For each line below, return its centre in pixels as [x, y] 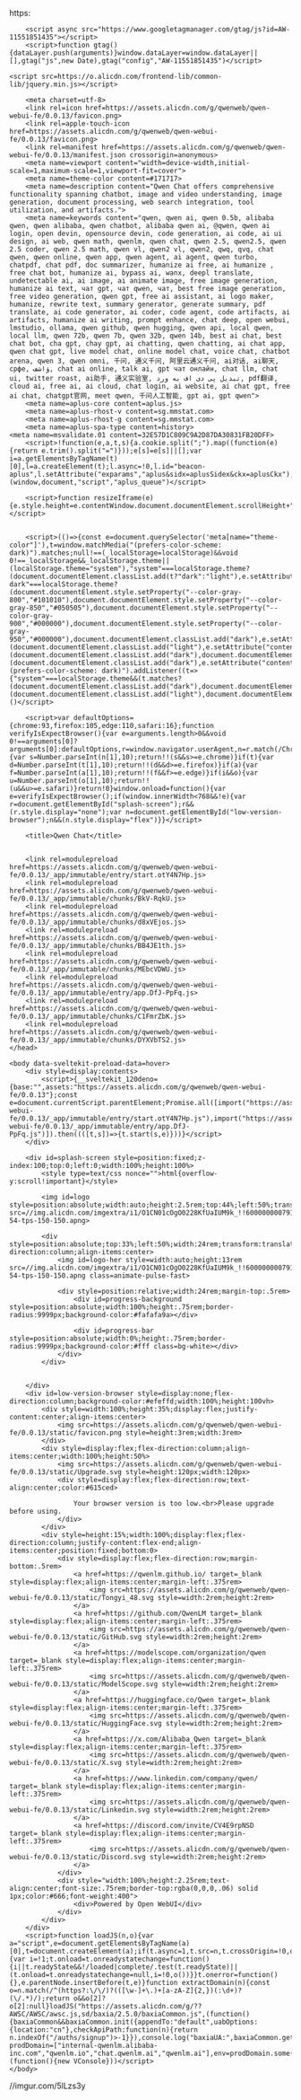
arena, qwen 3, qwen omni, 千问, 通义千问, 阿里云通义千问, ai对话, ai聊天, [144, 361]
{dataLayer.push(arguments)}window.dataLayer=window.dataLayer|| [133, 53]
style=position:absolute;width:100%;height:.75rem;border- [122, 1307]
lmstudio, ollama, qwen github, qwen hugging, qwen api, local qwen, [142, 328]
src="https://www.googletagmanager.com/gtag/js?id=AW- [186, 30]
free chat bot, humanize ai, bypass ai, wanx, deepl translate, [132, 273]
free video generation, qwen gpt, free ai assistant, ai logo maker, [142, 296]
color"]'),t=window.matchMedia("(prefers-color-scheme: [116, 545]
